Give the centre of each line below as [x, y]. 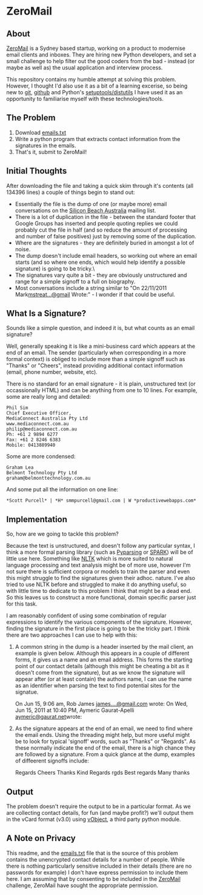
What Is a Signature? [46, 313]
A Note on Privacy [41, 838]
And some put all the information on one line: [62, 489]
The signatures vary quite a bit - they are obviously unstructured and [101, 275]
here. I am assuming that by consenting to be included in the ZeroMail [93, 879]
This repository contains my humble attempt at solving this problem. [92, 79]
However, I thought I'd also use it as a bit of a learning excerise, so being [97, 86]
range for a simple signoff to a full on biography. [75, 282]
